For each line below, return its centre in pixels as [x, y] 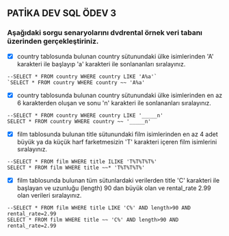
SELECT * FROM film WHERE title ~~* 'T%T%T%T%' [76, 168]
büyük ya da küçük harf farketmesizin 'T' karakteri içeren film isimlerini [117, 142]
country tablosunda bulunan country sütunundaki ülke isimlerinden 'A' [115, 56]
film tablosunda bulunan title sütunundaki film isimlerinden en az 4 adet [118, 134]
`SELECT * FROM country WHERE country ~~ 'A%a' [76, 82]
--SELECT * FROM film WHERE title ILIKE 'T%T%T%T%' [82, 161]
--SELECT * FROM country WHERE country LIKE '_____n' [85, 115]
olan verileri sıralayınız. [49, 195]
